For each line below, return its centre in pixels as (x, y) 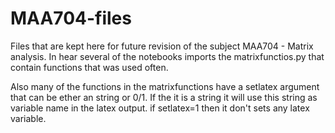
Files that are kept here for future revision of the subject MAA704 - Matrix (162, 46)
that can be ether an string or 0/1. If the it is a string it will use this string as (164, 97)
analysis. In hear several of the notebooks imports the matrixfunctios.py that (167, 56)
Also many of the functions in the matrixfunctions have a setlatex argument (165, 86)
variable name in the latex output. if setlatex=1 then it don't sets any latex (160, 108)
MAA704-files (71, 18)
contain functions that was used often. (89, 67)
